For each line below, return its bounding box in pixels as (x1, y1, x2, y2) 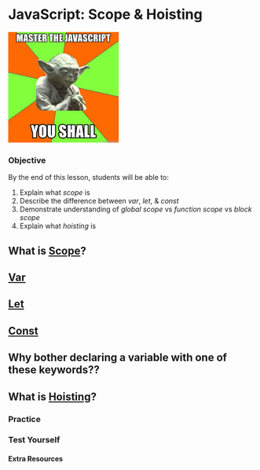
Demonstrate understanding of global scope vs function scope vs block (19, 204, 253, 214)
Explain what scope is (19, 188, 90, 197)
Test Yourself (8, 435, 60, 446)
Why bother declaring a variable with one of (8, 351, 228, 365)
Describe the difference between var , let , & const (19, 196, 179, 206)
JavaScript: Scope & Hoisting (8, 6, 203, 24)
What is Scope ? (8, 244, 86, 257)
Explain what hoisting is (19, 222, 97, 231)
